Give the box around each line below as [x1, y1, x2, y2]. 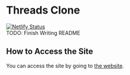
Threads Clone [6, 4, 80, 17]
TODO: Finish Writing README [6, 29, 81, 36]
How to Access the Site [6, 47, 93, 57]
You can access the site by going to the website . [6, 62, 124, 69]
